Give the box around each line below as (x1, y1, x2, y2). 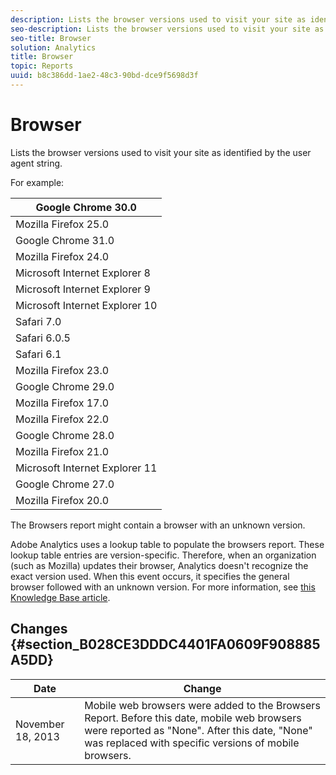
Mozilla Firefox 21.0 (15, 444, 110, 458)
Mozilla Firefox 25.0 (15, 217, 110, 231)
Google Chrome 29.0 (15, 379, 115, 393)
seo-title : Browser (10, 33, 92, 43)
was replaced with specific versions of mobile (84, 736, 300, 750)
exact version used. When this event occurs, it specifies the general (10, 570, 290, 582)
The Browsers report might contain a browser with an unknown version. (10, 519, 306, 531)
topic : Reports (10, 61, 74, 71)
